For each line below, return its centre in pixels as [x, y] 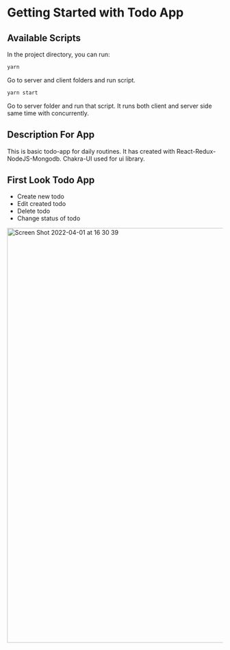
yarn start [23, 93]
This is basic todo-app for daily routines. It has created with [91, 151]
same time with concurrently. [48, 113]
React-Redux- [196, 151]
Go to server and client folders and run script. [71, 80]
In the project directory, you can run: [59, 54]
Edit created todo [41, 204]
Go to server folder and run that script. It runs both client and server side [110, 106]
